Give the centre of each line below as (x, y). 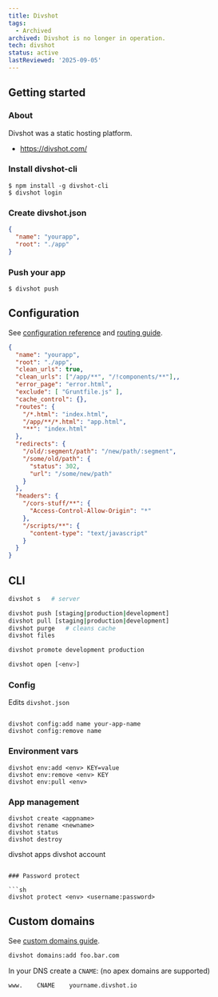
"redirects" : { (41, 444)
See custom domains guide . (54, 940)
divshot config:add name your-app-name (75, 724)
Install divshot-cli (43, 169)
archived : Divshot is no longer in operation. (87, 38)
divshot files (32, 636)
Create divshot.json (48, 213)
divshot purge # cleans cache (62, 628)
